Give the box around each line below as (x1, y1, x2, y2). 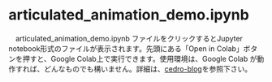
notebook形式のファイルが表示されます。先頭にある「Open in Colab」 (8, 43, 244, 54)
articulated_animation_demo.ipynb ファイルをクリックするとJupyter (15, 33, 244, 43)
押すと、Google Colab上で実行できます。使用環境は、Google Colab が (22, 54, 257, 63)
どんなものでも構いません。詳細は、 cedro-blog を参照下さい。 (43, 63, 253, 74)
